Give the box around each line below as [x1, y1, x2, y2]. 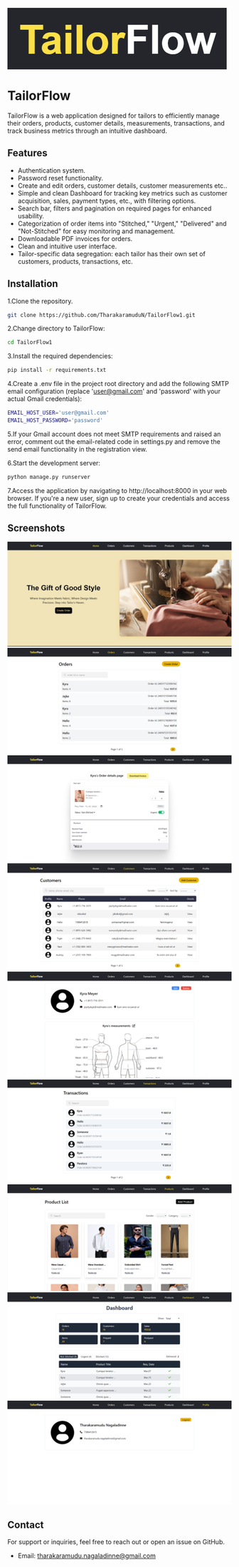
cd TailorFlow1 [7, 339, 53, 346]
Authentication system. [17, 166, 86, 175]
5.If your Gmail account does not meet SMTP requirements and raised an [7, 430, 221, 438]
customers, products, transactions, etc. [17, 257, 133, 265]
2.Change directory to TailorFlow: [7, 324, 105, 333]
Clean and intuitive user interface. [17, 242, 117, 250]
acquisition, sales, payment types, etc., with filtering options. [17, 196, 196, 205]
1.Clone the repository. [7, 297, 73, 305]
